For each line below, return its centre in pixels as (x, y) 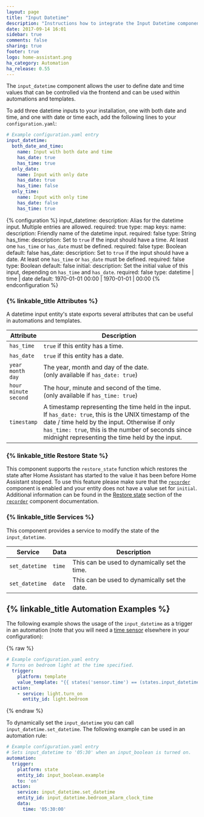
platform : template (42, 676)
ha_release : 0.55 (28, 69)
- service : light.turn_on (50, 694)
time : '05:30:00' (44, 809)
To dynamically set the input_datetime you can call (70, 722)
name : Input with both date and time (65, 152)
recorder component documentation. (53, 501)
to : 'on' (28, 781)
